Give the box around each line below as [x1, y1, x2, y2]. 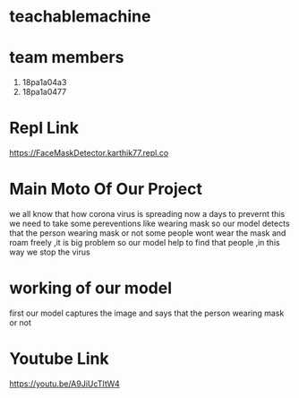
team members [9, 48, 124, 68]
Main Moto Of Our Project [9, 179, 203, 199]
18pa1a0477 [21, 87, 67, 98]
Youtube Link [9, 349, 109, 369]
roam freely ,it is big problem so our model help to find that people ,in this [9, 238, 280, 247]
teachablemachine [9, 6, 151, 27]
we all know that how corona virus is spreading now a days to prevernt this [9, 209, 286, 219]
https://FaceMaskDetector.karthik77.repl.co [9, 148, 169, 159]
